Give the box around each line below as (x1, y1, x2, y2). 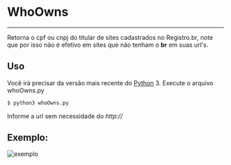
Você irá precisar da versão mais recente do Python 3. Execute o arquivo (7, 78, 214, 87)
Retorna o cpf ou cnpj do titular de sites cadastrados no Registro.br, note (7, 33, 213, 41)
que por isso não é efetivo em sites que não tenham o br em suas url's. (7, 41, 208, 49)
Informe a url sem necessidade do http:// (7, 111, 123, 120)
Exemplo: (7, 132, 49, 144)
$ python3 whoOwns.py (7, 99, 69, 107)
